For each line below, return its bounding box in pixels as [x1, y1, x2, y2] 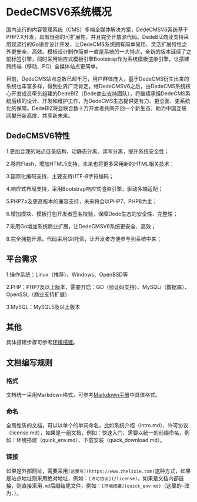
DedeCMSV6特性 [6, 131, 71, 141]
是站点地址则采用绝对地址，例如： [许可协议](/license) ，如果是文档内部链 [6, 474, 184, 481]
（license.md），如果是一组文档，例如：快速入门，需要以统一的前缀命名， [6, 429, 185, 436]
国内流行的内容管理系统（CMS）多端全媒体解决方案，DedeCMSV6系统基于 [6, 26, 188, 33]
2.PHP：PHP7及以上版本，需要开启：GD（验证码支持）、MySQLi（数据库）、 [6, 283, 190, 290]
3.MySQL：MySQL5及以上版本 [6, 303, 81, 310]
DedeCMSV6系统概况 [6, 5, 112, 19]
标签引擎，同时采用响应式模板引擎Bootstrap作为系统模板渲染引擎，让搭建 [11, 55, 190, 62]
